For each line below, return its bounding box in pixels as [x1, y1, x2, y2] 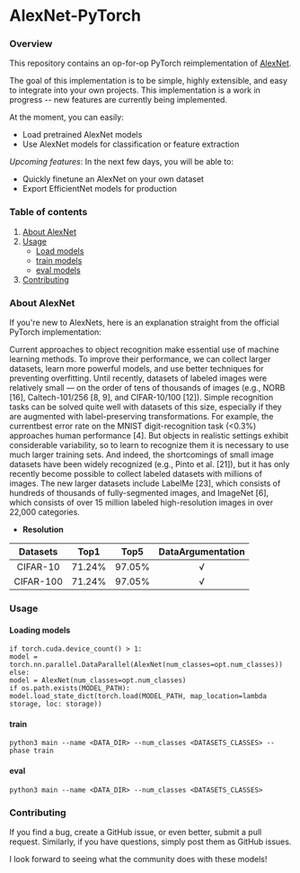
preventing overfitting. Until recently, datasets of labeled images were [9, 373, 268, 383]
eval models [35, 265, 81, 275]
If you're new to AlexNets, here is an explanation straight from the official [9, 317, 280, 328]
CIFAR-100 [13, 575, 63, 588]
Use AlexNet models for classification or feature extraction [22, 139, 240, 149]
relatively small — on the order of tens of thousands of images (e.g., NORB [9, 382, 286, 393]
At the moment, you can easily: [9, 112, 124, 122]
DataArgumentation [158, 545, 245, 558]
